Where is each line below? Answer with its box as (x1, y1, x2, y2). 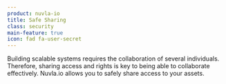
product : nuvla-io (7, 10, 60, 17)
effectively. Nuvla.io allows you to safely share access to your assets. (7, 70, 205, 78)
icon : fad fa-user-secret (7, 36, 82, 43)
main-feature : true (7, 29, 64, 36)
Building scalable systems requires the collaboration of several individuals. (7, 54, 220, 63)
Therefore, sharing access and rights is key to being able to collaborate (7, 62, 210, 70)
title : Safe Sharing (7, 17, 67, 23)
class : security (7, 23, 54, 30)
